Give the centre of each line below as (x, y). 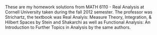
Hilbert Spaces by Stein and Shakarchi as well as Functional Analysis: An (78, 22)
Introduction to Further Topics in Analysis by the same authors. (68, 27)
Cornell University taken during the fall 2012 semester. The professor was (79, 12)
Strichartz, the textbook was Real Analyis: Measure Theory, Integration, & (78, 17)
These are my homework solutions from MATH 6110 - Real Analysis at (75, 7)
